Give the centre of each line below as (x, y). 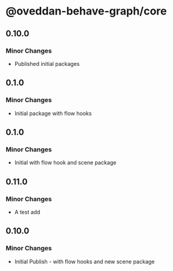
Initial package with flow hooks (53, 113)
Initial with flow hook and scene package (65, 163)
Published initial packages (47, 64)
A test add (27, 212)
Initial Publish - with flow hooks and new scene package (84, 261)
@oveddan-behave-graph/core (86, 11)
